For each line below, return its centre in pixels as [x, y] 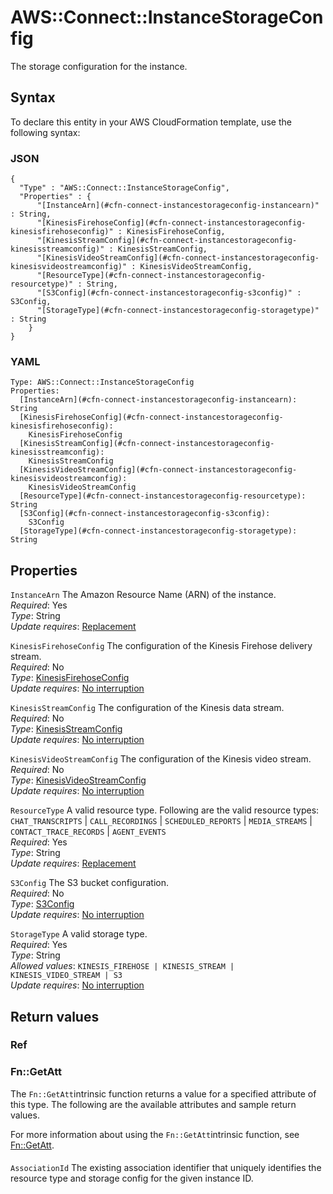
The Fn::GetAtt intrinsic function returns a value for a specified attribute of [163, 1093]
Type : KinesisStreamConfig [66, 729]
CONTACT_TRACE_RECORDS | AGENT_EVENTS [88, 832]
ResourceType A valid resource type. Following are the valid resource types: [165, 810]
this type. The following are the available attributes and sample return [153, 1104]
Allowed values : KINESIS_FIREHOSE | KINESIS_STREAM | [122, 966]
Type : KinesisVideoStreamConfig [78, 780]
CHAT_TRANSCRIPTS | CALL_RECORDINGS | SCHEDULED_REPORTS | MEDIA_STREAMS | [161, 821]
